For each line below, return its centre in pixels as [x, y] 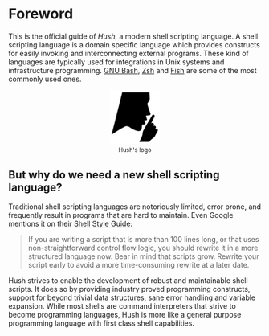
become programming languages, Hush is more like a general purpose [125, 315]
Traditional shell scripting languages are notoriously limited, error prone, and [135, 207]
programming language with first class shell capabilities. [102, 323]
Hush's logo [135, 150]
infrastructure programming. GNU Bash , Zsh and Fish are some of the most [132, 70]
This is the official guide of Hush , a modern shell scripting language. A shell [133, 36]
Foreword [41, 14]
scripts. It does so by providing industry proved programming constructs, [129, 289]
